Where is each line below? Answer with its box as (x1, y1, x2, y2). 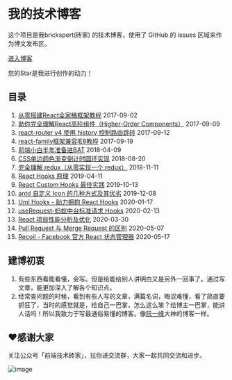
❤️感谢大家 (8, 331, 54, 343)
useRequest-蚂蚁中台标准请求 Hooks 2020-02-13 (17, 206, 160, 215)
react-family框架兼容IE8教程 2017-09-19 (17, 137, 134, 145)
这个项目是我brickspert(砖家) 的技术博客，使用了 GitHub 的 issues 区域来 (8, 31, 216, 39)
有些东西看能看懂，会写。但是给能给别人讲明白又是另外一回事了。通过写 (17, 274, 225, 283)
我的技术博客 (8, 6, 82, 22)
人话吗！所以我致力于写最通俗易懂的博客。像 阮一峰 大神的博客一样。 (17, 309, 213, 317)
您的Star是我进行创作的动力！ (8, 69, 93, 77)
